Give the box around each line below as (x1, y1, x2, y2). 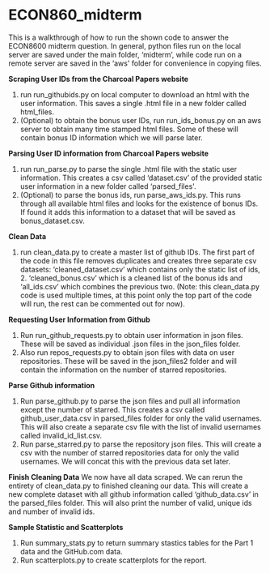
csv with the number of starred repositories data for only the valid (19, 447, 240, 457)
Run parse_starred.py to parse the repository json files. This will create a (19, 439, 262, 449)
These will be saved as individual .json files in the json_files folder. (19, 339, 241, 349)
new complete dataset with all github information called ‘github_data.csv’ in (8, 489, 259, 499)
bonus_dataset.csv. (19, 216, 85, 225)
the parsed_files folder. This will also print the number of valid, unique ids (8, 498, 252, 507)
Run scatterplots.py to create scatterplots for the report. (19, 555, 207, 565)
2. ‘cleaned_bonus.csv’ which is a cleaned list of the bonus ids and (19, 273, 243, 283)
